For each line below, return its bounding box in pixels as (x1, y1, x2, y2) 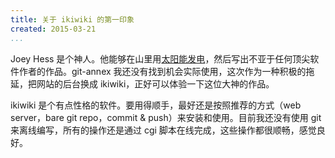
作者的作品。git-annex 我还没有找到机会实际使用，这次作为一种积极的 (18, 65, 307, 77)
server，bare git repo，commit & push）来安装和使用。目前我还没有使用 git (10, 111, 322, 123)
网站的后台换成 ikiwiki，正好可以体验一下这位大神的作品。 (36, 77, 275, 90)
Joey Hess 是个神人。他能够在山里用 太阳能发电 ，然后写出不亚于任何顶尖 (10, 52, 311, 65)
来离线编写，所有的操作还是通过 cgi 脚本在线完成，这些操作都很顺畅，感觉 (10, 124, 317, 136)
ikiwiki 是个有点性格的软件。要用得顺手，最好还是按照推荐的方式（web (10, 99, 302, 111)
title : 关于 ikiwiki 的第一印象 (10, 14, 135, 25)
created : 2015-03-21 (10, 24, 97, 34)
